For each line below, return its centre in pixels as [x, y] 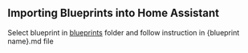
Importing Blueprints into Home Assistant [114, 13]
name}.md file [30, 41]
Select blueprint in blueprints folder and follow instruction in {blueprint [124, 32]
